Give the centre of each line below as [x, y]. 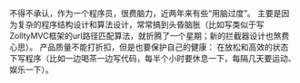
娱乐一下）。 [31, 69]
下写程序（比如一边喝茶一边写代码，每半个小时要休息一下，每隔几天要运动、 [153, 58]
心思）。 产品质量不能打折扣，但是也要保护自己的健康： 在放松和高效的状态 [149, 47]
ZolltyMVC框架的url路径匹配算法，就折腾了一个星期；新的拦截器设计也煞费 [150, 36]
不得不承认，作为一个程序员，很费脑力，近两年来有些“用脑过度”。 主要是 [145, 13]
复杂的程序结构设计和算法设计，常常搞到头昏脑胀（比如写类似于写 [140, 24]
